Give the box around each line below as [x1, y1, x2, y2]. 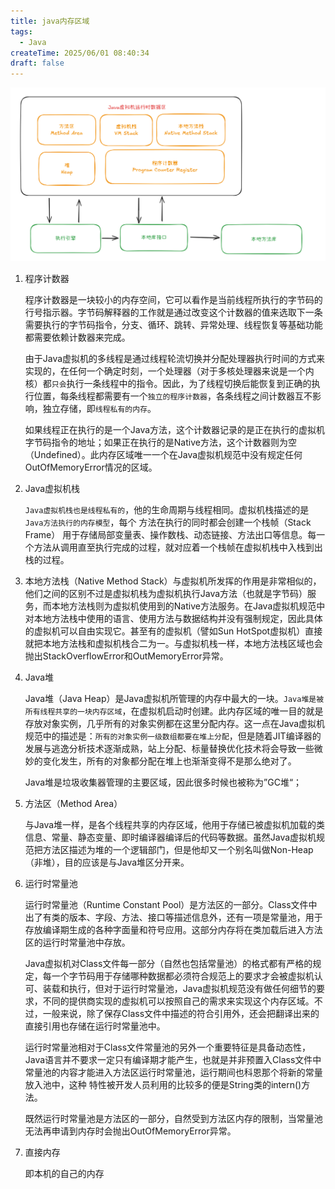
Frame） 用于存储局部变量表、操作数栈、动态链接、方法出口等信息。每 [24, 529, 317, 541]
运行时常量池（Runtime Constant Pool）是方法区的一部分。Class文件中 [24, 899, 318, 911]
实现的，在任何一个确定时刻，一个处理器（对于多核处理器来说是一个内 [24, 365, 315, 377]
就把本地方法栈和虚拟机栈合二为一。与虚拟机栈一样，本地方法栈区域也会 [24, 638, 323, 650]
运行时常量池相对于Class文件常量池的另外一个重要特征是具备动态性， [24, 1041, 312, 1054]
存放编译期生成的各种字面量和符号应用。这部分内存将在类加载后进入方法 [24, 924, 323, 936]
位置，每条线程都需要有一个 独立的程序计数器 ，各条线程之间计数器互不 [33, 390, 313, 402]
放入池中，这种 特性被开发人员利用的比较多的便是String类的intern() [24, 1079, 302, 1091]
